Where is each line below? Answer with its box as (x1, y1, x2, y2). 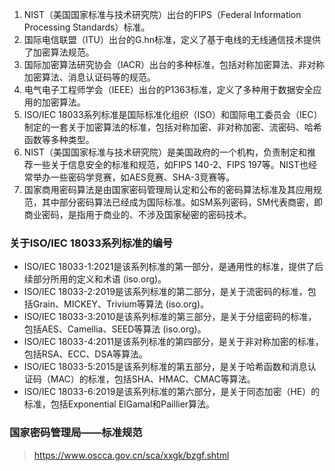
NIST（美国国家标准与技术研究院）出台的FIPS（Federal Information (23, 9, 302, 20)
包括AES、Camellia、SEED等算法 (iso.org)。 (23, 323, 207, 335)
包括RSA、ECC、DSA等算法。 (23, 348, 149, 360)
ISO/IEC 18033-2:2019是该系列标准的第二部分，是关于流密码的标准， (23, 286, 308, 298)
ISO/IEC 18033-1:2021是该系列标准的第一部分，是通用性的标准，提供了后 (23, 261, 324, 273)
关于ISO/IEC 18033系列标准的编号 (9, 236, 174, 250)
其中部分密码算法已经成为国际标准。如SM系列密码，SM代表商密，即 (41, 196, 324, 208)
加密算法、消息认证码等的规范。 (23, 71, 156, 83)
